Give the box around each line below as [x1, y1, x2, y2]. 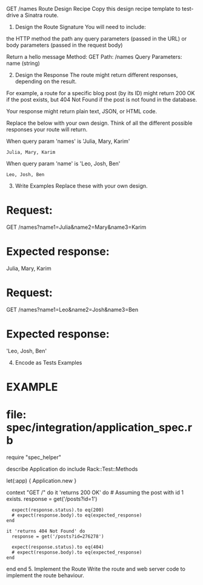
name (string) [6, 60, 41, 67]
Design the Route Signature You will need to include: [15, 24, 147, 30]
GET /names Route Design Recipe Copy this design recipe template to [6, 5, 181, 12]
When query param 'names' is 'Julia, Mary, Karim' [6, 137, 130, 145]
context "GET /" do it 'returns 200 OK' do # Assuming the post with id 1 [6, 489, 184, 496]
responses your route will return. [6, 126, 88, 133]
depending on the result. [15, 78, 77, 85]
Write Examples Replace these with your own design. [15, 182, 148, 190]
